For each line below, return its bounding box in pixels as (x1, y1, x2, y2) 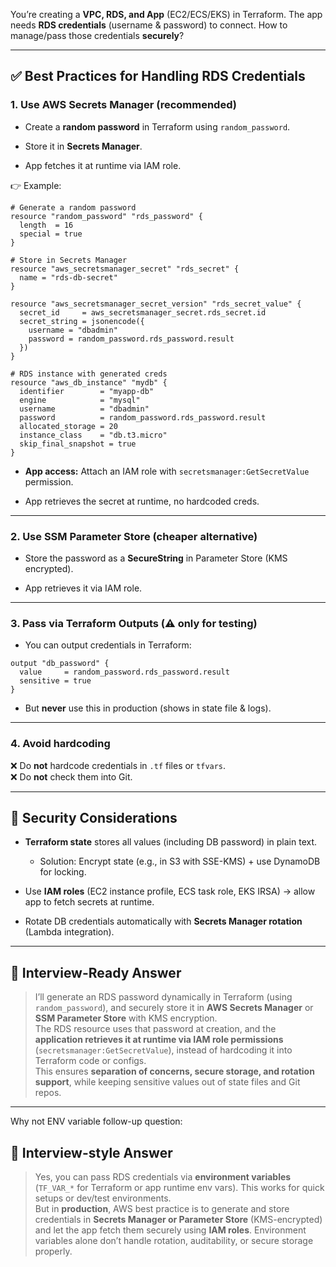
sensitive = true (19, 676, 92, 686)
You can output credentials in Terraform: (24, 639, 192, 651)
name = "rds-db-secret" (19, 272, 118, 283)
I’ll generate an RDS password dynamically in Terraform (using (34, 991, 293, 1003)
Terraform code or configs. (34, 1055, 147, 1067)
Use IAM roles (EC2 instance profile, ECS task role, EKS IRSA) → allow (24, 885, 316, 898)
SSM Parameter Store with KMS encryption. (34, 1012, 218, 1024)
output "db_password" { (10, 659, 110, 669)
